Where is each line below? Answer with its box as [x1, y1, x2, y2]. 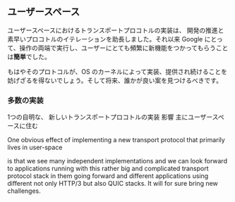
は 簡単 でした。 [7, 52, 51, 61]
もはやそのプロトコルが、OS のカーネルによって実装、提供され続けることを [7, 67, 228, 75]
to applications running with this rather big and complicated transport [7, 164, 210, 173]
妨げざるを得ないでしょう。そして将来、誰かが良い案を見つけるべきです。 [7, 76, 222, 84]
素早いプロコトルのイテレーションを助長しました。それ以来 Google [7, 34, 203, 43]
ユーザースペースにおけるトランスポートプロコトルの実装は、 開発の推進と [7, 26, 224, 34]
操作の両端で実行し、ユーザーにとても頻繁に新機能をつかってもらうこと [19, 44, 229, 52]
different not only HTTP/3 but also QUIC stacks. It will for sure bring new [7, 179, 219, 188]
